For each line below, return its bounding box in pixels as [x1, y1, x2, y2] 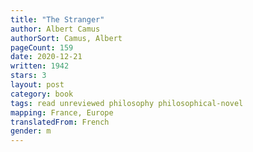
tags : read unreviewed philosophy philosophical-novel [10, 98, 244, 108]
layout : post [10, 80, 65, 90]
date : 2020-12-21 [10, 52, 83, 62]
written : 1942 [10, 61, 70, 71]
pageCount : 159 [10, 42, 74, 53]
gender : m [10, 126, 52, 136]
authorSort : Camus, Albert [10, 33, 123, 43]
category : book [10, 89, 74, 99]
